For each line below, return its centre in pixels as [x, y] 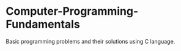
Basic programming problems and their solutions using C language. [90, 41]
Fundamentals [43, 24]
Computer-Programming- [72, 11]
